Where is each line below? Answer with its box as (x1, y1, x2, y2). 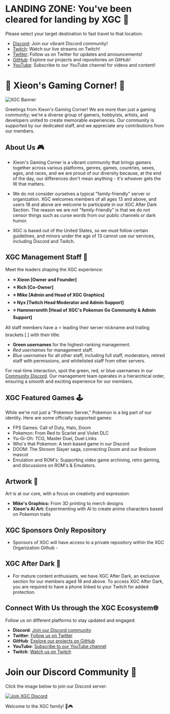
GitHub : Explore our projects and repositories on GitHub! (12, 56, 131, 62)
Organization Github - (12, 545, 58, 551)
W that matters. (12, 181, 45, 187)
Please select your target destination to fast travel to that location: (5, 30, 143, 37)
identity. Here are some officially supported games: (5, 415, 113, 421)
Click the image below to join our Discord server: (5, 683, 108, 689)
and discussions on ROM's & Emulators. (12, 462, 96, 469)
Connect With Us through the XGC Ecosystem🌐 (5, 604, 159, 613)
